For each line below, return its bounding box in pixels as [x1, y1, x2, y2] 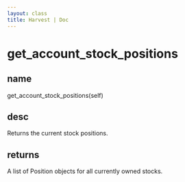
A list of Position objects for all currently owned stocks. [7, 167, 163, 175]
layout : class [7, 10, 48, 17]
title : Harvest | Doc [7, 16, 69, 23]
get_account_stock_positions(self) [7, 91, 104, 99]
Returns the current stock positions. [7, 129, 108, 138]
